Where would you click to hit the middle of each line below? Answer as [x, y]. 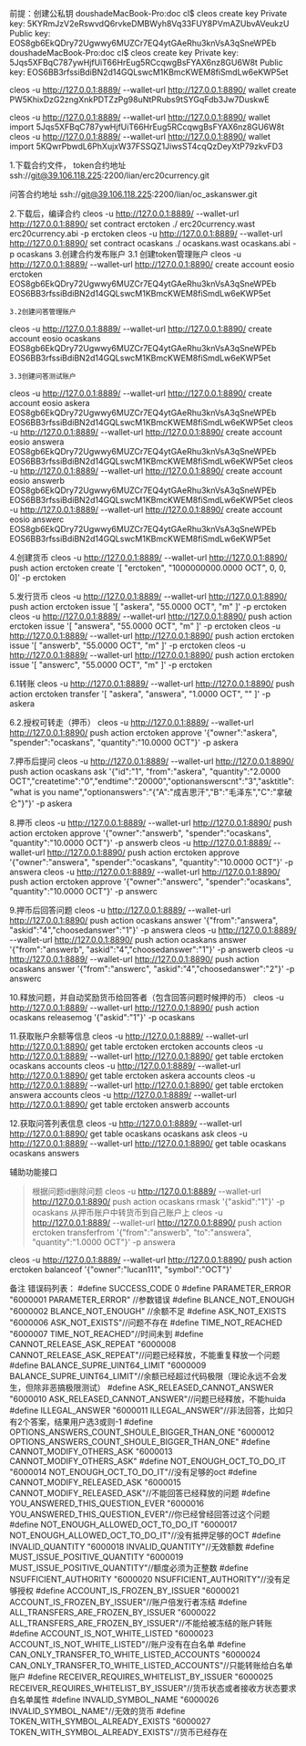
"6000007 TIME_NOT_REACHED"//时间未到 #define [107, 1334]
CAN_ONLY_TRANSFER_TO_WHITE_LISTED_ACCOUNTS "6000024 [135, 1654]
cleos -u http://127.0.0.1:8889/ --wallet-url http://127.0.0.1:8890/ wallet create [153, 90]
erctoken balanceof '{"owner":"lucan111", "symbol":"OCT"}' [121, 1270]
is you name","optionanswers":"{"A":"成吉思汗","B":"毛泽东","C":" [155, 792]
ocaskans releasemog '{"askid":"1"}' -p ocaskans [102, 1017]
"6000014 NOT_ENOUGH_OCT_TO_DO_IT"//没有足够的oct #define [133, 1472]
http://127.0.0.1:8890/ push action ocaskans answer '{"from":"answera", [144, 920]
